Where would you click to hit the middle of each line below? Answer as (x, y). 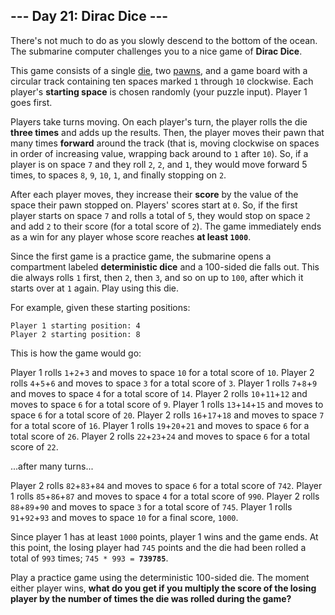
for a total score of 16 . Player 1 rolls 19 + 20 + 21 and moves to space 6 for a (160, 425)
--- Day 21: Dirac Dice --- (89, 16)
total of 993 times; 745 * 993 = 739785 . (89, 558)
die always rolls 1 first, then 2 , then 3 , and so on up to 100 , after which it (157, 277)
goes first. (31, 102)
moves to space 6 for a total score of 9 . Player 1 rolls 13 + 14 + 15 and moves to (167, 404)
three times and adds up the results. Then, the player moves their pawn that (167, 132)
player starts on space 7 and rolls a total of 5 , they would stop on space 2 (160, 215)
